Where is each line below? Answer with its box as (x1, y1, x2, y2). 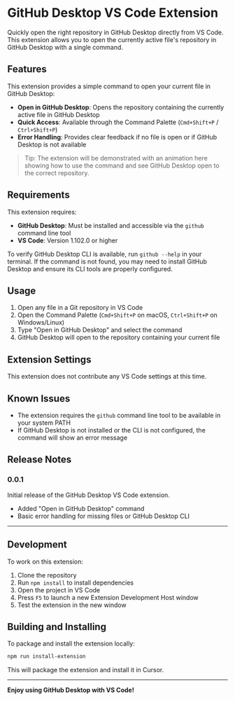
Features (7, 63, 47, 75)
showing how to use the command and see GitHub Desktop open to (24, 161, 220, 170)
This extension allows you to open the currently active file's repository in (7, 35, 217, 43)
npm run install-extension (7, 653, 86, 660)
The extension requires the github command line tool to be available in (17, 411, 221, 419)
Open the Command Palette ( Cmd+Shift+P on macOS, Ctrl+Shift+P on (17, 311, 218, 320)
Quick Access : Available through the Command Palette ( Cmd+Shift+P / (17, 118, 219, 126)
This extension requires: (7, 207, 77, 216)
